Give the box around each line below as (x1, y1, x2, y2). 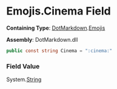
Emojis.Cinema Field (6, 4, 111, 18)
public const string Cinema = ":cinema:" (6, 47, 113, 54)
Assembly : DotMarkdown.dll (6, 36, 78, 43)
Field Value (6, 62, 40, 70)
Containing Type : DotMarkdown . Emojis (6, 24, 105, 31)
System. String (6, 76, 42, 83)
